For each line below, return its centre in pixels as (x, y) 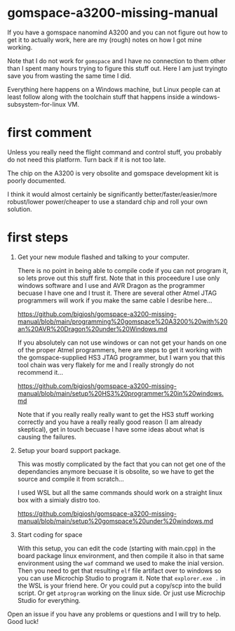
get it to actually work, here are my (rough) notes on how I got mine (105, 39)
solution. (20, 209)
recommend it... (40, 372)
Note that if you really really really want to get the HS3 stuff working (115, 414)
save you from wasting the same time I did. (69, 76)
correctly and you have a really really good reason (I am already (109, 422)
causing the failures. (47, 437)
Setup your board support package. (69, 450)
